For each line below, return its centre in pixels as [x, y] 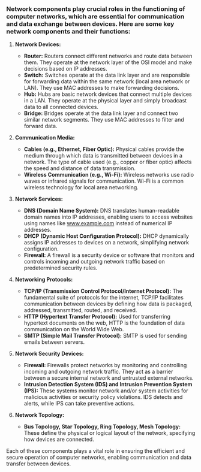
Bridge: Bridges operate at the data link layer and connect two [101, 113]
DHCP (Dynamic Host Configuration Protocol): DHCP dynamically [106, 236]
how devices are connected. [59, 440]
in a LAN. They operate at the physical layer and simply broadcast [105, 101]
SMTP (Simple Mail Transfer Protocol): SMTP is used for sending [105, 336]
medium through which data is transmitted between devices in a [103, 156]
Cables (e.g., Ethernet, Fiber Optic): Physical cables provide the [104, 149]
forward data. [40, 126]
